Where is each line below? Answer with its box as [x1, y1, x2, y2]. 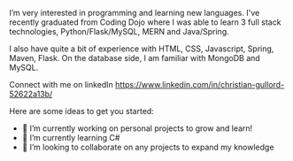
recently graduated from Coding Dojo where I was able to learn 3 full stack [9, 17, 281, 27]
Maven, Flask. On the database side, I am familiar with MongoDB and [9, 53, 261, 63]
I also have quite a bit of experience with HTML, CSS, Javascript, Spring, [9, 43, 274, 54]
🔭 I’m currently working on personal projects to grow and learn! [21, 123, 253, 134]
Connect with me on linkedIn [9, 80, 113, 89]
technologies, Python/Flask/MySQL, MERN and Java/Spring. [9, 27, 230, 36]
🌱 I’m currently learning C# [21, 133, 120, 142]
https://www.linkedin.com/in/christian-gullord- [114, 80, 285, 89]
